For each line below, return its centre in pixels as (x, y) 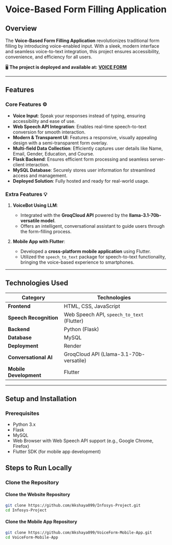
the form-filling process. (46, 231)
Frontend (19, 306)
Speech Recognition (33, 317)
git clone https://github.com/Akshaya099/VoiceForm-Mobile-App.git (79, 532)
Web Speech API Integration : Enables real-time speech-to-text (80, 126)
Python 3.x (24, 424)
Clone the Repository (32, 482)
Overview (21, 28)
